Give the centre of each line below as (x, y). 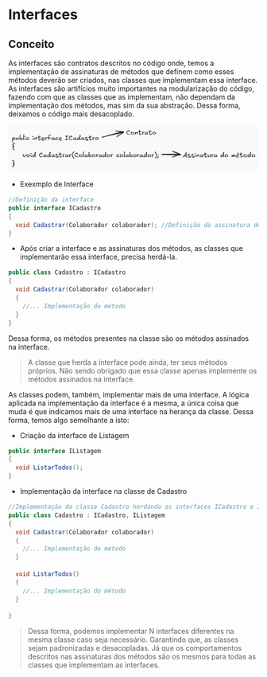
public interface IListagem (55, 451)
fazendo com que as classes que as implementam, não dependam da (122, 97)
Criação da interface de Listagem (74, 435)
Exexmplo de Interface (56, 184)
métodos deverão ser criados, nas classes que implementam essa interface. (133, 80)
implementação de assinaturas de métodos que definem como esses (121, 72)
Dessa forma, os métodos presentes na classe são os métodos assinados (128, 338)
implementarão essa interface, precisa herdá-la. (98, 257)
